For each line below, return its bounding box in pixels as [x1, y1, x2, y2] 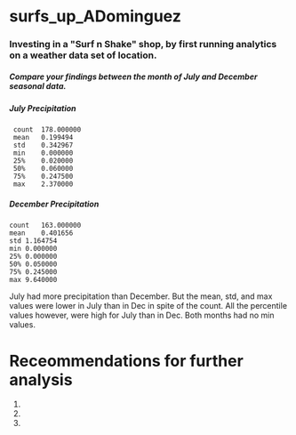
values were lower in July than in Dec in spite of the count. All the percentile [9, 301, 287, 311]
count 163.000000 [9, 221, 82, 230]
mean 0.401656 [9, 229, 74, 238]
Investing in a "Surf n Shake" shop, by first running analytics [9, 38, 277, 51]
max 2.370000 [12, 180, 74, 189]
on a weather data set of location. [9, 49, 157, 61]
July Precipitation [9, 103, 77, 114]
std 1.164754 [9, 237, 58, 246]
